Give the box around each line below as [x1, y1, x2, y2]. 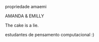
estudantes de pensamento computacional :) [5, 32, 95, 37]
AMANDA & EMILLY [5, 13, 45, 19]
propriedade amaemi [5, 4, 47, 9]
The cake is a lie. [5, 23, 39, 28]
